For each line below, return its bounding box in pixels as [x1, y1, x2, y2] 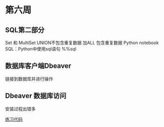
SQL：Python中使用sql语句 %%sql [5, 46, 77, 52]
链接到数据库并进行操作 [5, 76, 53, 82]
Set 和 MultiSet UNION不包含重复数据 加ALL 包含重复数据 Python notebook [5, 40, 159, 45]
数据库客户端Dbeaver [5, 62, 72, 70]
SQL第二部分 [5, 26, 45, 34]
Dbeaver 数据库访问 [5, 92, 67, 100]
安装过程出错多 [5, 106, 36, 112]
